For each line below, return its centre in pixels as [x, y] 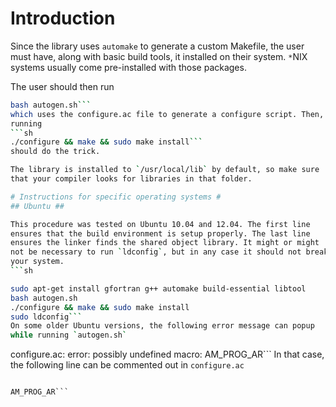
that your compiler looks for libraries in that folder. [131, 179]
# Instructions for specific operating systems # [116, 197]
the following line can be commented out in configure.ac [127, 365]
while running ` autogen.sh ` [69, 335]
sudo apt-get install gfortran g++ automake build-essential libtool [158, 288]
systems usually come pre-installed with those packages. [128, 67]
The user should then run [62, 86]
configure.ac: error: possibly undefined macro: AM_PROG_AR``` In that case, [167, 354]
